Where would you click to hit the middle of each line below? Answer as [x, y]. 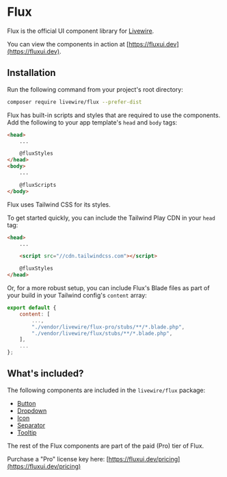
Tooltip [27, 433]
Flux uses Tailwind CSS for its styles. [59, 204]
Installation [31, 73]
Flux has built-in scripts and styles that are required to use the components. [114, 115]
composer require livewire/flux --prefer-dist [75, 102]
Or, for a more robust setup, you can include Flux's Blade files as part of [108, 288]
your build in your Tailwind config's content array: [77, 295]
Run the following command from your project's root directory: [95, 89]
